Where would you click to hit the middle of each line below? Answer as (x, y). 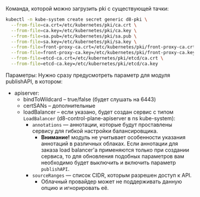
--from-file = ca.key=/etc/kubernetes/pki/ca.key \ (74, 30)
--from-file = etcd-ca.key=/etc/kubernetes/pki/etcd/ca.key (85, 64)
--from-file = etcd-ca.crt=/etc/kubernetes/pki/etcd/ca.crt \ (87, 58)
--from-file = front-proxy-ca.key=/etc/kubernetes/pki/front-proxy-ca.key (103, 53)
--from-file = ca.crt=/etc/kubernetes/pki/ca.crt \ (74, 25)
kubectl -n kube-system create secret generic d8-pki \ (76, 20)
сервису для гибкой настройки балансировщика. (95, 131)
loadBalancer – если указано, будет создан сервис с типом (98, 112)
